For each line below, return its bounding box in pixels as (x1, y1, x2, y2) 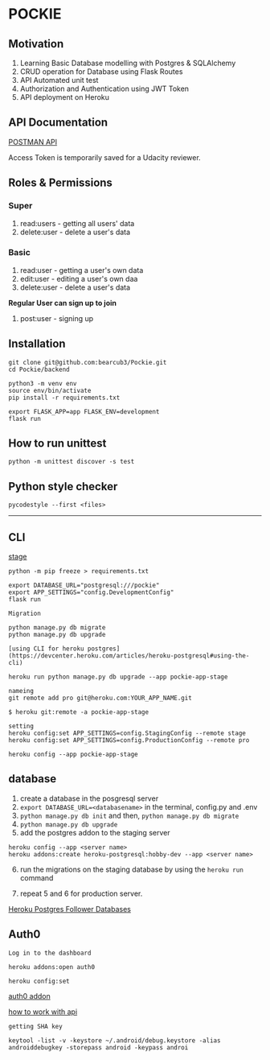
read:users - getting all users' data (19, 218, 135, 228)
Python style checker (8, 480, 118, 493)
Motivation (8, 37, 64, 51)
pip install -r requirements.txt (8, 394, 121, 402)
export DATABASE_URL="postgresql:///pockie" (8, 581, 160, 590)
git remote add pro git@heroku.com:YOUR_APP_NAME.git (8, 694, 193, 703)
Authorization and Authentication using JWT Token (19, 84, 190, 93)
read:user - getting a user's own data (19, 265, 144, 274)
